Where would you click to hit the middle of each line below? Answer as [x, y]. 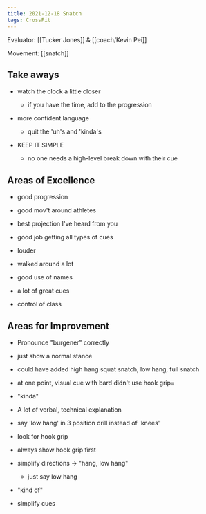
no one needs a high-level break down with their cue [103, 158]
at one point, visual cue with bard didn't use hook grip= [96, 383]
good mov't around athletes [57, 210]
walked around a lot [45, 264]
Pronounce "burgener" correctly [63, 342]
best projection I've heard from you [67, 224]
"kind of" [30, 490]
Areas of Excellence [51, 180]
